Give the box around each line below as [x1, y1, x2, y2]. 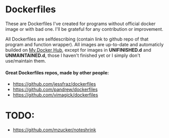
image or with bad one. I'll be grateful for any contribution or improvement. [5, 26, 163, 32]
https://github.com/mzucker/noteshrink [12, 127, 97, 133]
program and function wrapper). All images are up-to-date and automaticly [5, 41, 164, 47]
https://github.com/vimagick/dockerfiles [12, 92, 99, 98]
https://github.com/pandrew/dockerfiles [12, 86, 98, 93]
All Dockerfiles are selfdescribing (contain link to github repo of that [5, 36, 149, 42]
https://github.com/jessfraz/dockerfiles [12, 81, 96, 87]
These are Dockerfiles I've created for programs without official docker [5, 21, 156, 27]
